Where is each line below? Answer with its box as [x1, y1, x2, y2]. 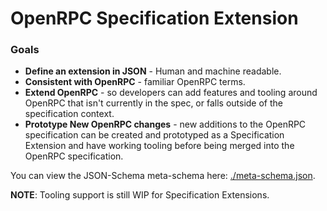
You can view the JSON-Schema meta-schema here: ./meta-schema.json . [10, 170, 316, 182]
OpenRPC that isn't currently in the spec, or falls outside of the [24, 97, 283, 109]
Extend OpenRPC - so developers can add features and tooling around [24, 87, 318, 99]
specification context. [24, 108, 115, 120]
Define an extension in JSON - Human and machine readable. [24, 65, 282, 77]
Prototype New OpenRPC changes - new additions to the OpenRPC [24, 118, 307, 131]
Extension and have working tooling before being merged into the [24, 140, 295, 152]
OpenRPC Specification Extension [10, 7, 299, 30]
